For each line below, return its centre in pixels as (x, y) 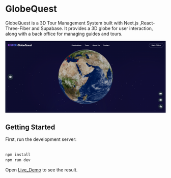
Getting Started (30, 127)
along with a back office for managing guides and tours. (64, 34)
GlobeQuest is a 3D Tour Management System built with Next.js (72, 23)
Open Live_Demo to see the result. (41, 170)
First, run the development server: (41, 139)
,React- (147, 23)
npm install (18, 155)
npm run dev (18, 160)
